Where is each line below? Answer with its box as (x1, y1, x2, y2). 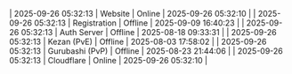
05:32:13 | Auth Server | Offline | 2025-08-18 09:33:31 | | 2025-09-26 (20, 27, 278, 37)
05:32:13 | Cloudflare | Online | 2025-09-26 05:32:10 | (9, 55, 207, 65)
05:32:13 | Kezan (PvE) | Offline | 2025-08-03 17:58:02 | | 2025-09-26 (9, 36, 267, 47)
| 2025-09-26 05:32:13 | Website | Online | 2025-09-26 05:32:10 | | (9, 9, 256, 18)
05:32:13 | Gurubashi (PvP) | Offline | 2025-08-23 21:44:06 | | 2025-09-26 (9, 46, 283, 56)
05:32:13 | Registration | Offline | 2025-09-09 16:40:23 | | (34, 18, 245, 28)
